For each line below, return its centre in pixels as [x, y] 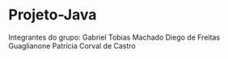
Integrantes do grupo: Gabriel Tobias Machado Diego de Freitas [114, 37]
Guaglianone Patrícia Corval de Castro [72, 45]
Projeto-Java [53, 15]
